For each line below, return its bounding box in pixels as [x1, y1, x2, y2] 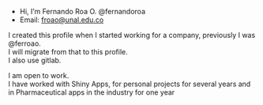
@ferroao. [8, 39, 41, 48]
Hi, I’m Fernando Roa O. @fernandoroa [19, 7, 146, 16]
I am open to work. [8, 71, 70, 80]
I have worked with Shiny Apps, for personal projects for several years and [8, 79, 251, 88]
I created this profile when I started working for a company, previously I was [8, 31, 256, 39]
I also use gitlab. [8, 55, 62, 65]
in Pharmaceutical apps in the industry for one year [8, 88, 175, 97]
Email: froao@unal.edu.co [19, 15, 104, 24]
